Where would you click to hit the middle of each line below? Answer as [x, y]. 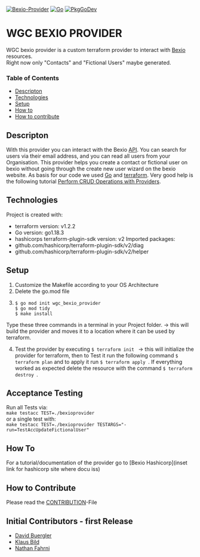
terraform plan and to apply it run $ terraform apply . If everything [99, 362]
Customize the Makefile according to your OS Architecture [87, 284]
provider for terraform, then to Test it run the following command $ [96, 355]
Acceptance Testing [44, 394]
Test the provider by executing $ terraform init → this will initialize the [104, 349]
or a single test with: [31, 419]
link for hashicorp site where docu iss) [53, 469]
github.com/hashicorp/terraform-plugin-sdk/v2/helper [82, 252]
